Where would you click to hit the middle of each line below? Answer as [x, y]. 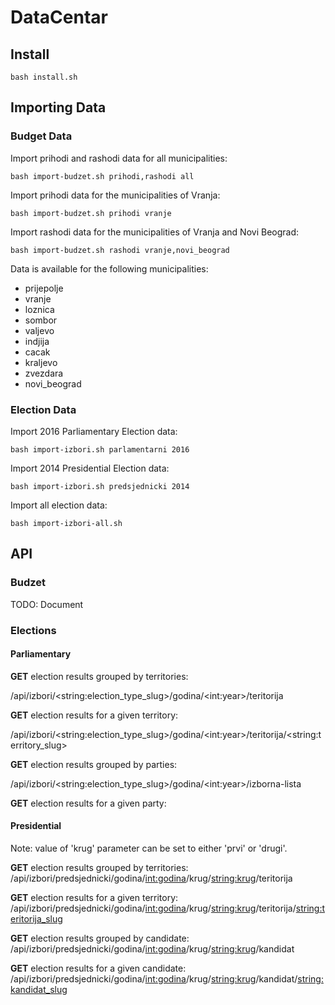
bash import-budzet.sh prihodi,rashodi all [102, 176]
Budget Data [41, 136]
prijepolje [44, 288]
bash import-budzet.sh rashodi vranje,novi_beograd [120, 250]
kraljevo [41, 362]
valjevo [39, 330]
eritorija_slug [36, 919]
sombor [41, 320]
